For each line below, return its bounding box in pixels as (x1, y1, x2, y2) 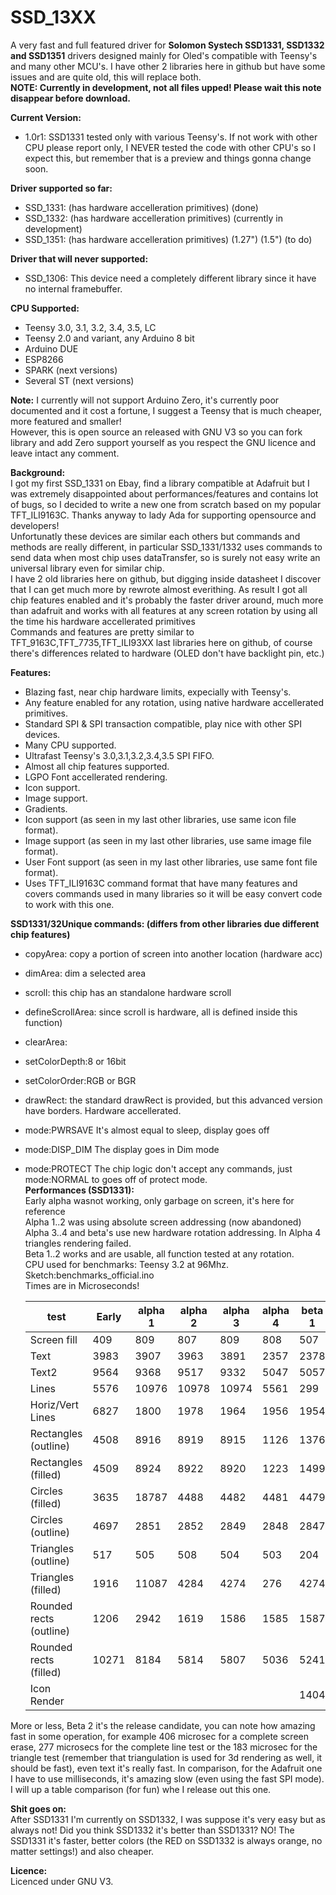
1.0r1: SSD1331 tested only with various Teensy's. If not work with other (24, 131, 318, 143)
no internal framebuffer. (24, 282, 123, 295)
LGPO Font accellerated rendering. (24, 771, 168, 783)
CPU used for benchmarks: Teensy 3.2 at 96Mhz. (24, 1258, 229, 1270)
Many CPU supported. (24, 739, 117, 751)
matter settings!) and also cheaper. (10, 1845, 155, 1857)
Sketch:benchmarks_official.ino (24, 1269, 155, 1281)
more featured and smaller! (10, 415, 122, 427)
